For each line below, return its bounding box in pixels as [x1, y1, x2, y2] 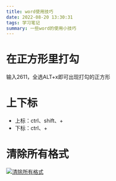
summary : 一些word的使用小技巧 [6, 25, 77, 31]
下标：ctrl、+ [14, 125, 48, 132]
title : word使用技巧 [6, 8, 54, 15]
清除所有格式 [6, 148, 70, 161]
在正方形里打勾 [6, 53, 80, 66]
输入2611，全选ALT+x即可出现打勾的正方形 [6, 74, 111, 81]
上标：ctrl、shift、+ [14, 117, 64, 125]
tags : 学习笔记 [6, 20, 40, 26]
